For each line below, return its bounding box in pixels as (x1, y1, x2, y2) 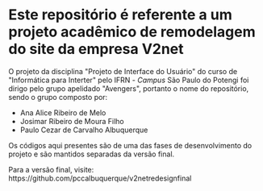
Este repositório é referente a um (8, 6, 232, 24)
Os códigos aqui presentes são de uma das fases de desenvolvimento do (8, 140, 253, 150)
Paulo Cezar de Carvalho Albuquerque (19, 125, 148, 135)
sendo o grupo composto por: (8, 92, 108, 102)
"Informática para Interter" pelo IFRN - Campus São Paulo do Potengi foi (8, 75, 249, 85)
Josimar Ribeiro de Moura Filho (19, 116, 124, 126)
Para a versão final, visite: (8, 164, 94, 174)
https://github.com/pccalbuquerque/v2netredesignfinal (8, 173, 192, 183)
